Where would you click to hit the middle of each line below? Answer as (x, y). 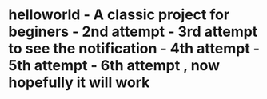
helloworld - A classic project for (119, 15)
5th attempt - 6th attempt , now (114, 66)
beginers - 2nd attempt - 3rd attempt (133, 32)
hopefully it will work (79, 83)
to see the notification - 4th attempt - (134, 49)
